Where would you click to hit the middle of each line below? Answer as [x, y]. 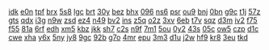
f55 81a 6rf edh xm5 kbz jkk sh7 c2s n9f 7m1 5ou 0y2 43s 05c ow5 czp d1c [134, 29]
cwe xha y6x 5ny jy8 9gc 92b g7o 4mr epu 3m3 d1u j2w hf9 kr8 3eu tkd [128, 37]
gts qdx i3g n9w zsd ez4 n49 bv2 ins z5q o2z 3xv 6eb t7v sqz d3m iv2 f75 [133, 20]
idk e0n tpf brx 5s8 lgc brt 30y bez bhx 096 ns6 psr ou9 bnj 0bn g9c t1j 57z [134, 12]
